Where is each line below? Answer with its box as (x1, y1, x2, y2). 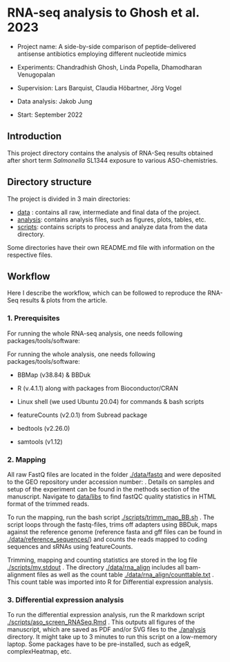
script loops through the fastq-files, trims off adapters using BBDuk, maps (7, 520, 218, 529)
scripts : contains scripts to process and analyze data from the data (17, 222, 208, 231)
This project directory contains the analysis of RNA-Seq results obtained (7, 148, 213, 157)
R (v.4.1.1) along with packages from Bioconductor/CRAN (17, 384, 178, 392)
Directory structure (7, 176, 92, 188)
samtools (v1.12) (17, 437, 64, 446)
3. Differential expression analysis (7, 595, 124, 605)
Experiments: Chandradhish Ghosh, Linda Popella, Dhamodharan (17, 63, 202, 71)
